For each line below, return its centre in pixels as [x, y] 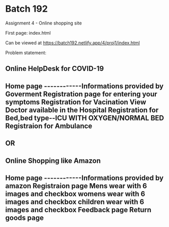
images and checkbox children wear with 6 [75, 202]
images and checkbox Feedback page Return [78, 210]
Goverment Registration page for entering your [81, 94]
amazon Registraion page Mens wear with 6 [76, 186]
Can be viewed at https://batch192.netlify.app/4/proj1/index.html [73, 43]
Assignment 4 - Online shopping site [44, 23]
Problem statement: [26, 53]
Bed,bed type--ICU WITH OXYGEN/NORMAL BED [85, 118]
